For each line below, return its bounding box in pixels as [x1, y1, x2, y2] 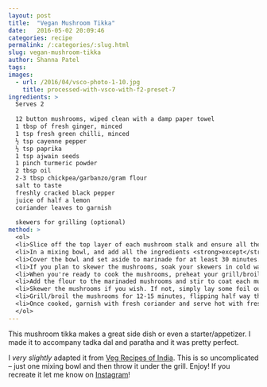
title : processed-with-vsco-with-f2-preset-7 [22, 85, 176, 94]
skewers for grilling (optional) [15, 219, 126, 226]
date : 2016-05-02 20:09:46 [8, 26, 105, 34]
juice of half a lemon [15, 196, 91, 204]
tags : [8, 64, 26, 72]
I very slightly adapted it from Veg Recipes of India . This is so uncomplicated [8, 353, 259, 362]
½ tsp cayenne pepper [15, 137, 87, 145]
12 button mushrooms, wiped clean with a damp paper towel [15, 115, 215, 123]
